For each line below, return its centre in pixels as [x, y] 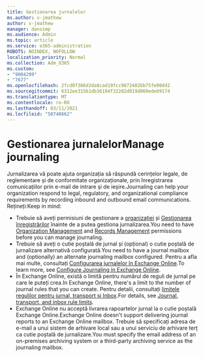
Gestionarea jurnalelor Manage [86, 144]
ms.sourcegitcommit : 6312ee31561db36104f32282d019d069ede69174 [89, 91]
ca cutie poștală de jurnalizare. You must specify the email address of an [106, 334]
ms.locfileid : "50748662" [39, 114]
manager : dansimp [29, 29]
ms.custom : [21, 69]
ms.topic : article [30, 40]
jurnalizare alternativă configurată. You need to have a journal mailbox [102, 250]
